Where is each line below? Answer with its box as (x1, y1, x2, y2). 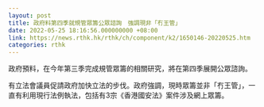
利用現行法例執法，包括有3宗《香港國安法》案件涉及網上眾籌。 (21, 90, 229, 100)
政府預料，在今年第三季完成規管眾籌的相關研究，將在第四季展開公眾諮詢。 (8, 64, 252, 74)
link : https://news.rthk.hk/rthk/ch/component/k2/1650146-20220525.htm (8, 33, 250, 42)
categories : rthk (8, 41, 66, 49)
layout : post (8, 11, 52, 20)
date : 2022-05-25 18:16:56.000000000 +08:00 (8, 26, 158, 34)
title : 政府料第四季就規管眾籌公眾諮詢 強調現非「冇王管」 (8, 19, 181, 27)
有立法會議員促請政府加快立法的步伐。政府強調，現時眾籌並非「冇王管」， (8, 81, 249, 90)
